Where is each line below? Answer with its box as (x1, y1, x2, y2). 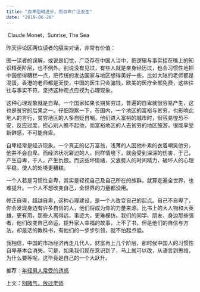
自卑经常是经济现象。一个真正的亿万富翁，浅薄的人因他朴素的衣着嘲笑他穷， (6, 141, 194, 149)
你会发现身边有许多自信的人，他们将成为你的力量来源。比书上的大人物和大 (6, 204, 189, 212)
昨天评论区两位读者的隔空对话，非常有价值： (6, 44, 116, 51)
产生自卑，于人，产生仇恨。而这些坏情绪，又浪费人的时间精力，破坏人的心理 (6, 156, 194, 164)
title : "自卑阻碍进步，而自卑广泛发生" (6, 8, 92, 15)
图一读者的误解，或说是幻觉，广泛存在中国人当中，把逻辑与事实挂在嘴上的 (6, 57, 189, 64)
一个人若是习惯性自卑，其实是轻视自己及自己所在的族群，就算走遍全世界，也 (6, 176, 194, 184)
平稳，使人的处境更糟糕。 (6, 164, 69, 171)
